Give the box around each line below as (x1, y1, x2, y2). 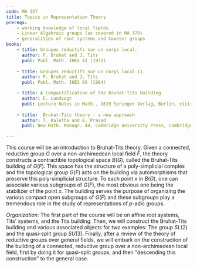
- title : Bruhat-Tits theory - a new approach (16, 112, 135, 118)
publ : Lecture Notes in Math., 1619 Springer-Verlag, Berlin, (21, 101, 177, 107)
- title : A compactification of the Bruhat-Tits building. (16, 90, 164, 96)
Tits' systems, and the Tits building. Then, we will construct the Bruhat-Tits (6, 218, 187, 225)
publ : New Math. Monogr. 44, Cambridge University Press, (21, 123, 167, 129)
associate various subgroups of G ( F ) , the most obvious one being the (6, 181, 174, 188)
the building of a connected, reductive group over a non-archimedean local (6, 243, 188, 250)
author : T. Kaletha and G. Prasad (21, 117, 107, 123)
